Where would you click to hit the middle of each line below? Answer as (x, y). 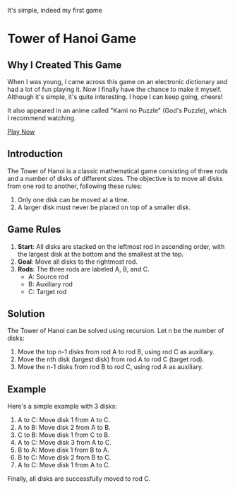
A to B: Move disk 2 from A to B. (64, 428)
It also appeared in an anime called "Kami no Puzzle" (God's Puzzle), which (117, 110)
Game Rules (34, 229)
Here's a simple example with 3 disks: (62, 407)
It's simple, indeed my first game (55, 10)
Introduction (35, 154)
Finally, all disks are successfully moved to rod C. (79, 479)
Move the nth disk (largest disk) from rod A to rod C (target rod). (111, 359)
